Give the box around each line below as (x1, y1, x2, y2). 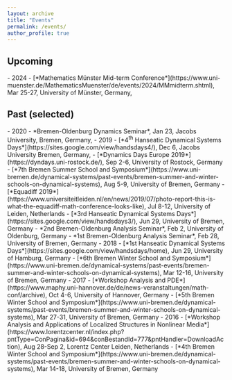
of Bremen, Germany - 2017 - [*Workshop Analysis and (7, 276, 166, 284)
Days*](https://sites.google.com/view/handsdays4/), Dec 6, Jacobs (7, 143, 201, 151)
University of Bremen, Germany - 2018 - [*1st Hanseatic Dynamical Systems (7, 239, 225, 247)
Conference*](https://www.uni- (131, 74, 221, 82)
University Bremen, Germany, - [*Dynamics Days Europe (7, 150, 170, 158)
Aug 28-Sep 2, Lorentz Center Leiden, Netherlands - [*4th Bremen (23, 342, 215, 351)
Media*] (186, 320, 210, 329)
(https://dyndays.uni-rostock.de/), (7, 158, 105, 166)
